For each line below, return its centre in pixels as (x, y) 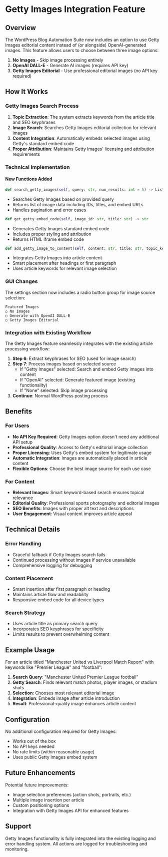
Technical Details (33, 529)
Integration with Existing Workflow (48, 332)
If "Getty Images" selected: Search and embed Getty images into (87, 369)
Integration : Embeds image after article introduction (66, 698)
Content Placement (29, 578)
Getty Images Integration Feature (75, 9)
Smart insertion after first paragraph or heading (61, 589)
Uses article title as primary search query (55, 624)
